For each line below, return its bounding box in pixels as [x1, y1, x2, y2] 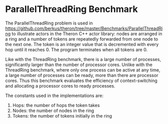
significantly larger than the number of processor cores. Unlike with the [5, 61, 153, 67]
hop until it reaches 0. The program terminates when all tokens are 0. [5, 46, 148, 52]
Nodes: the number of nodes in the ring [12, 107, 94, 113]
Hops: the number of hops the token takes [12, 102, 100, 108]
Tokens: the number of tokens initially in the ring [12, 112, 112, 118]
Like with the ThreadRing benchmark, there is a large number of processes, [5, 56, 161, 62]
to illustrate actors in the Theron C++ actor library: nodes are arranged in [12, 30, 162, 36]
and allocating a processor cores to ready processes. [5, 82, 115, 88]
